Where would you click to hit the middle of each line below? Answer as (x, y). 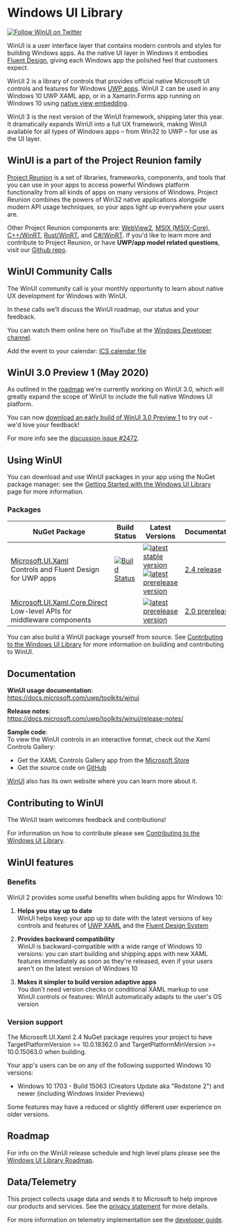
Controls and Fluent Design (55, 569)
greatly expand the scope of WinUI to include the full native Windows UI (110, 396)
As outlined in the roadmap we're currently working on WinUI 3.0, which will (115, 390)
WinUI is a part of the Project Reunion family (105, 161)
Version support (35, 1022)
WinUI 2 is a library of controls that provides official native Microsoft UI (109, 81)
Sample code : (27, 732)
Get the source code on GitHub (62, 768)
